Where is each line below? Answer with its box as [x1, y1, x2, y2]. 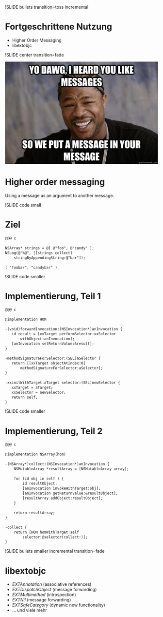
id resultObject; [22, 481, 57, 486]
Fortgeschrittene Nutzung [5, 21, 113, 32]
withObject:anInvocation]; [20, 336, 75, 342]
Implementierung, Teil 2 [5, 425, 103, 437]
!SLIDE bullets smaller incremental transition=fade [5, 548, 105, 554]
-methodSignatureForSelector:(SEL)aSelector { [5, 356, 101, 361]
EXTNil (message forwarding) [12, 597, 71, 603]
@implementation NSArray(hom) [5, 452, 66, 457]
